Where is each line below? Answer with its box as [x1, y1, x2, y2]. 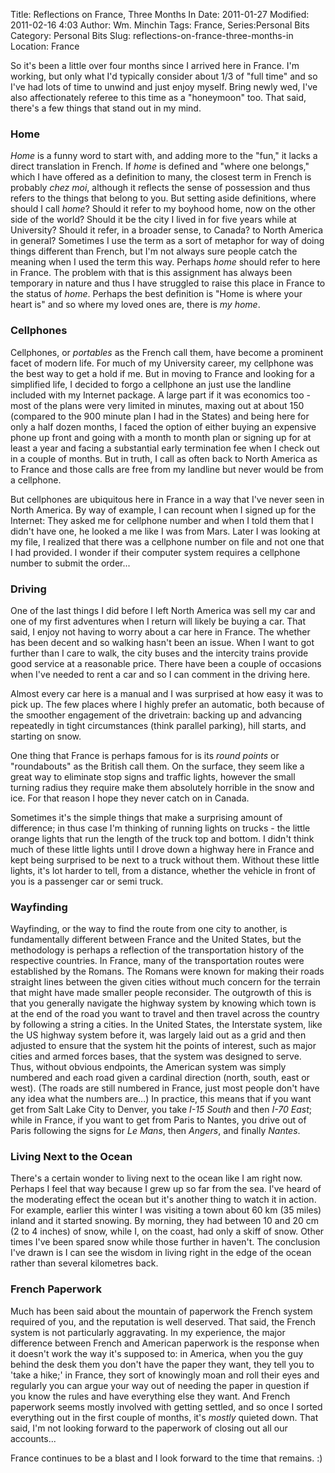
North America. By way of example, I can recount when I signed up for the [10, 504, 317, 516]
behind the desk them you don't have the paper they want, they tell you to [10, 1358, 315, 1370]
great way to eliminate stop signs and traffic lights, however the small [10, 770, 296, 783]
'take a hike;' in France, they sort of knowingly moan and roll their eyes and [10, 1369, 320, 1381]
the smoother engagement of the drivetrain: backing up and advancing [10, 709, 302, 721]
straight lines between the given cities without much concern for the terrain [10, 976, 321, 988]
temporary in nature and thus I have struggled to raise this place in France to [10, 277, 326, 289]
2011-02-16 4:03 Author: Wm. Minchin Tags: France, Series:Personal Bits [10, 19, 310, 31]
